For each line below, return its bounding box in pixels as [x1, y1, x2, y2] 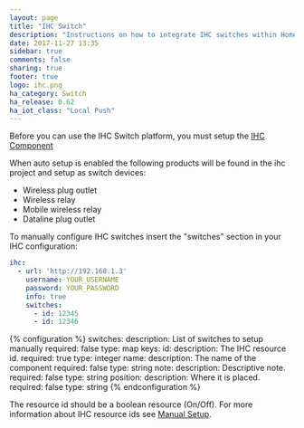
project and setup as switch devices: [9, 167, 147, 178]
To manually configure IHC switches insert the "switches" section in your [9, 232, 282, 243]
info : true [25, 291, 67, 301]
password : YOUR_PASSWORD [25, 283, 119, 292]
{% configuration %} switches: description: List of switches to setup [9, 334, 264, 345]
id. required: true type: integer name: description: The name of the [9, 353, 257, 364]
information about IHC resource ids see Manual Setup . [9, 409, 213, 420]
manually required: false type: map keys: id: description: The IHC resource [9, 343, 287, 354]
